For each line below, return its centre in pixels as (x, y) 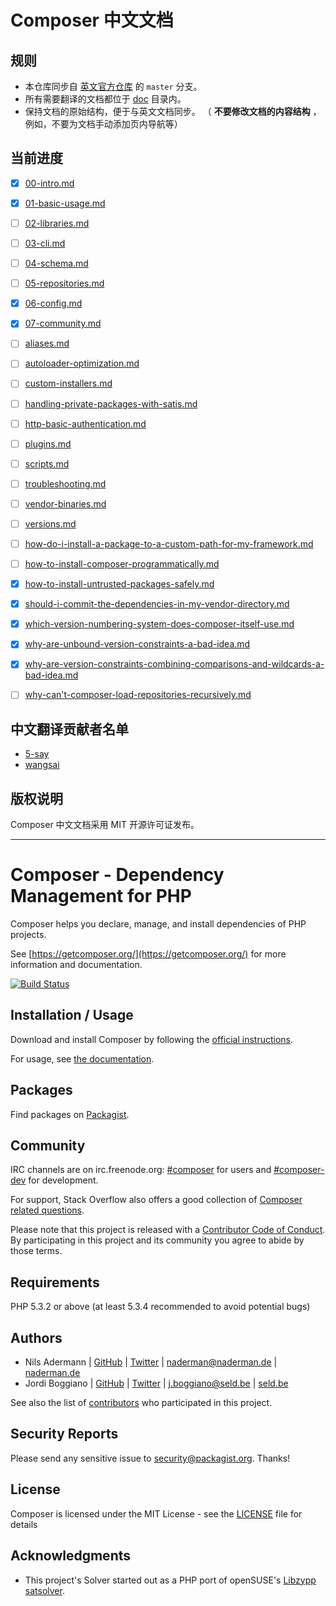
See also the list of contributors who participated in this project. (141, 1403)
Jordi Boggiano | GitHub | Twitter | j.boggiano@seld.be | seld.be (156, 1383)
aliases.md (47, 343)
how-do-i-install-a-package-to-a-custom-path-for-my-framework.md (169, 543)
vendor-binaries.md (65, 503)
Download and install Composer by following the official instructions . (152, 1039)
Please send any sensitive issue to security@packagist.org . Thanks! (150, 1458)
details (24, 1524)
